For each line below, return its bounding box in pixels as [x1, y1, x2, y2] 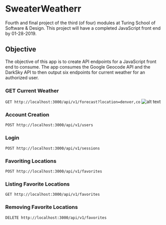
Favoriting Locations [5, 157, 57, 164]
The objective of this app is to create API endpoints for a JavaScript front [5, 59, 157, 65]
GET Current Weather [5, 87, 59, 94]
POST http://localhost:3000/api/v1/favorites [5, 168, 102, 174]
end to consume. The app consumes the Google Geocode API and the [5, 64, 151, 70]
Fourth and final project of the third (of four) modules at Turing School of [5, 20, 156, 26]
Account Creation [5, 111, 49, 118]
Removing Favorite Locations [5, 204, 78, 211]
